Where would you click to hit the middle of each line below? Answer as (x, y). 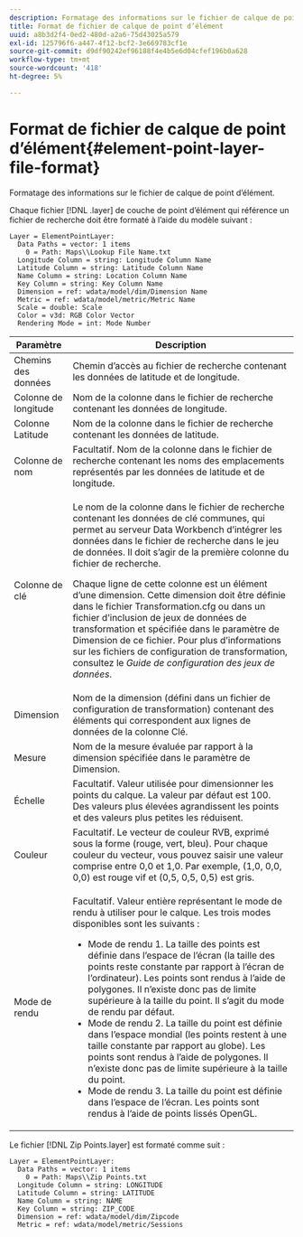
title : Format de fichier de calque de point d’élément (116, 26)
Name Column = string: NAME (70, 1201)
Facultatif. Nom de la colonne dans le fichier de (172, 449)
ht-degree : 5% (36, 77)
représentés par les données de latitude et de (169, 472)
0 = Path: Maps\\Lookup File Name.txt (98, 252)
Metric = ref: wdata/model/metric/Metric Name (106, 299)
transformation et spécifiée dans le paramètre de (176, 629)
